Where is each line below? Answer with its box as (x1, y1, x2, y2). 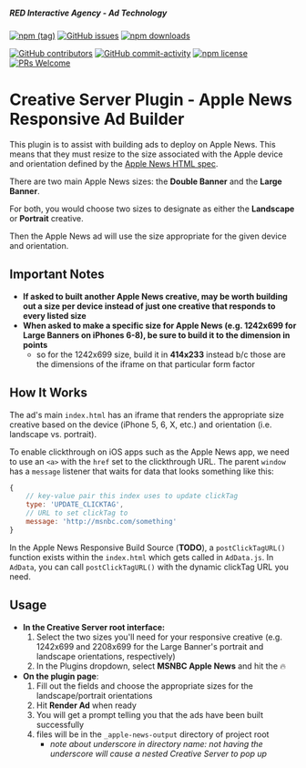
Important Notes (9, 267, 105, 282)
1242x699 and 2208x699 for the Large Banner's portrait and (36, 640, 264, 651)
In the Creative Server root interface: (22, 621, 166, 632)
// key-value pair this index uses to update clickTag (25, 492, 239, 501)
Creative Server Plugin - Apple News (9, 89, 293, 110)
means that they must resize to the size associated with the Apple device (9, 148, 284, 159)
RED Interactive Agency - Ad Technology (9, 7, 168, 18)
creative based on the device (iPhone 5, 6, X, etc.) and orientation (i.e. (9, 419, 272, 430)
